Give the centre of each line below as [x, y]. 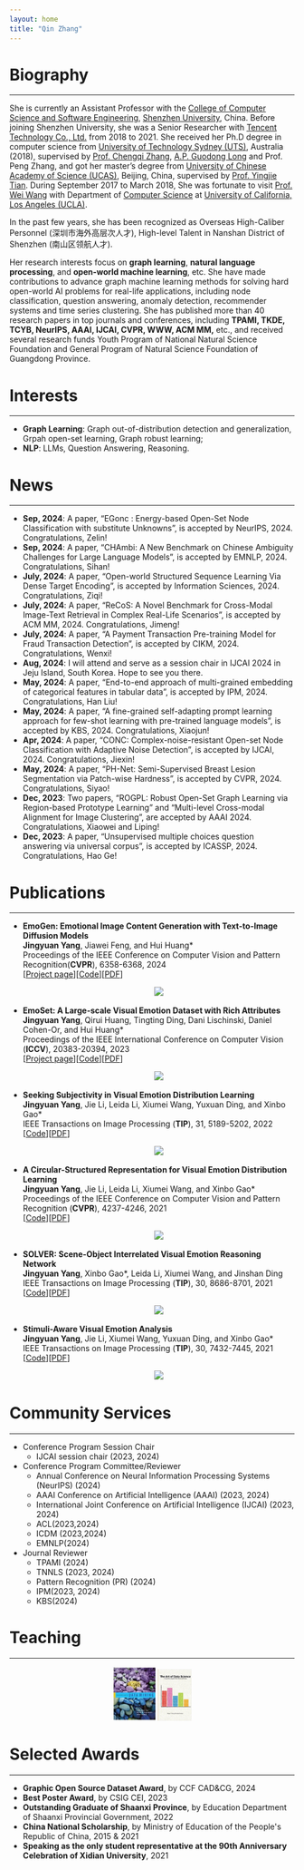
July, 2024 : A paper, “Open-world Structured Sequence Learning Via [152, 577]
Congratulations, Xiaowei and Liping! [91, 827]
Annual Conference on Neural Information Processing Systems [153, 1476]
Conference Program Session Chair [89, 1447]
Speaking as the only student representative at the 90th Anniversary [155, 1846]
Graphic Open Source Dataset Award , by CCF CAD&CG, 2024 [139, 1787]
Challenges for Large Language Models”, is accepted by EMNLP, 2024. [155, 557]
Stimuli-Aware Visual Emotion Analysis [98, 1329]
